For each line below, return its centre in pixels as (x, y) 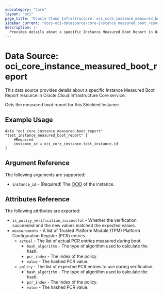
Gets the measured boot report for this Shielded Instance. (63, 104)
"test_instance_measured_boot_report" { (47, 135)
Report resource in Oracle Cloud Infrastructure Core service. (65, 95)
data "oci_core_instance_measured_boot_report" (54, 131)
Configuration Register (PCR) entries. (49, 236)
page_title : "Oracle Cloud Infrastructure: (50, 18)
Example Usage (29, 120)
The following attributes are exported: (43, 211)
